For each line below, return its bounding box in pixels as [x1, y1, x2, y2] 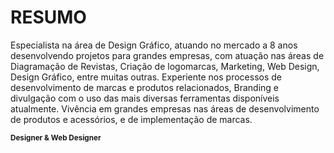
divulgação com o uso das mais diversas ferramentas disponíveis [10, 92, 280, 104]
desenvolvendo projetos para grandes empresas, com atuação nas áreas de [10, 49, 325, 61]
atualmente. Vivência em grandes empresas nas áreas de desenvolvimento [10, 102, 320, 115]
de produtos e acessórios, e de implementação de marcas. [10, 113, 253, 125]
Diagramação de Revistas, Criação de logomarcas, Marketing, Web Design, [10, 60, 320, 72]
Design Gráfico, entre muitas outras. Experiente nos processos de [10, 71, 282, 83]
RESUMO [10, 6, 87, 29]
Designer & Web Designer [10, 132, 102, 143]
